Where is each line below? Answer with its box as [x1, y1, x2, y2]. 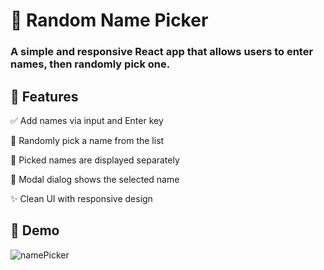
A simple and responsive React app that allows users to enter [10, 45, 314, 59]
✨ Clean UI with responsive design [10, 192, 153, 204]
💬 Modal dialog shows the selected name [10, 173, 180, 185]
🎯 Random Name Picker [10, 9, 209, 32]
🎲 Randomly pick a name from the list [10, 134, 165, 146]
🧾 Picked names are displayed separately [10, 154, 180, 166]
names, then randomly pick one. [10, 57, 171, 71]
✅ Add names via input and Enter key [10, 114, 164, 126]
